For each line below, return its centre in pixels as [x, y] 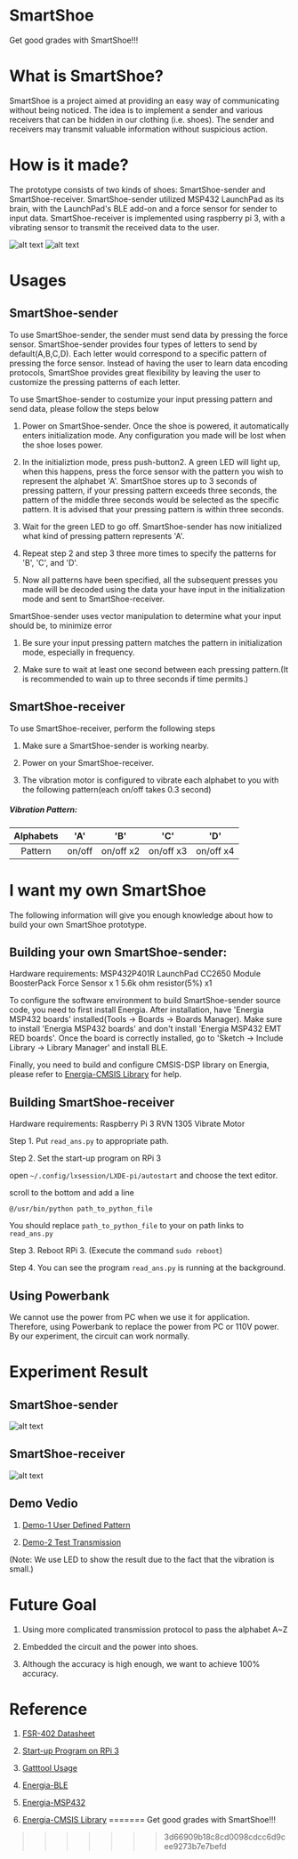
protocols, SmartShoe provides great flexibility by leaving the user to [135, 372]
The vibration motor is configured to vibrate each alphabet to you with [150, 780]
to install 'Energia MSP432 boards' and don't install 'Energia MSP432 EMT [145, 1029]
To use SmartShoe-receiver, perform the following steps [113, 728]
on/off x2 [121, 850]
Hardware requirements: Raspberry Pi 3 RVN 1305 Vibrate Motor [127, 1124]
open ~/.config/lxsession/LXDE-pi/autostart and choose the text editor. [144, 1176]
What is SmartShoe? [87, 76]
